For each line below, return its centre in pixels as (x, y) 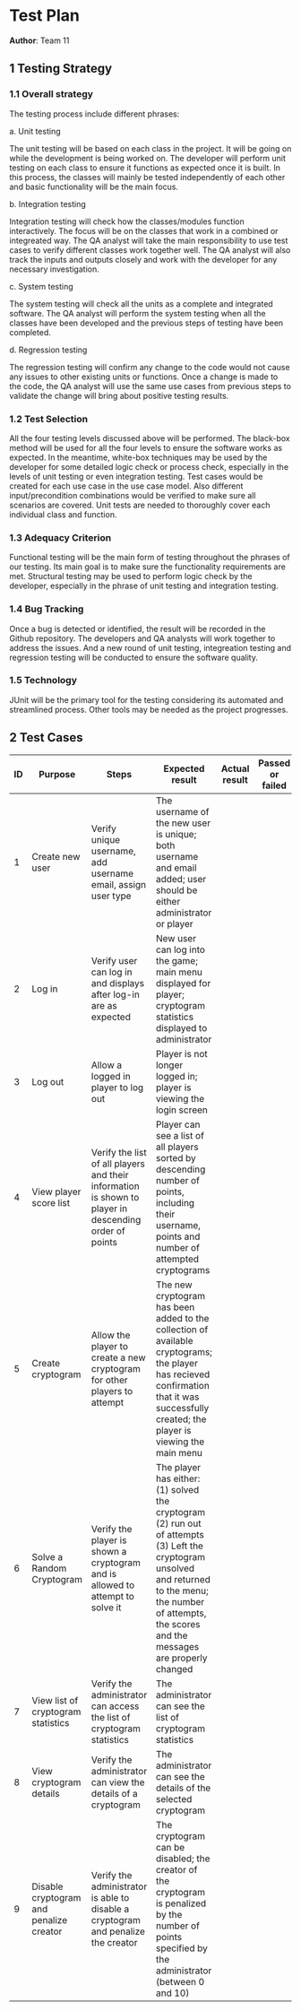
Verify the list (119, 1152)
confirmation (183, 1385)
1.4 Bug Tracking (47, 609)
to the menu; (182, 1591)
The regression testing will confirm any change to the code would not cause (150, 367)
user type (111, 896)
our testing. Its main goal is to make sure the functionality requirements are (148, 567)
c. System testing (41, 286)
